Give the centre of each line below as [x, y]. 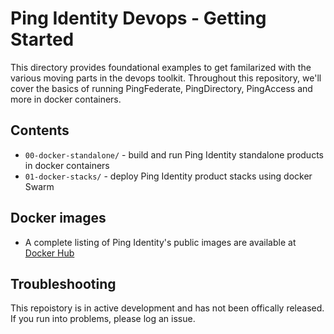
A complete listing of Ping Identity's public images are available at [160, 242]
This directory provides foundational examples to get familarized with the [161, 67]
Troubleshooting [63, 283]
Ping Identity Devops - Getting [138, 18]
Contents [40, 130]
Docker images [58, 218]
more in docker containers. [66, 99]
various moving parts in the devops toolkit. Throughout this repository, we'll [166, 78]
